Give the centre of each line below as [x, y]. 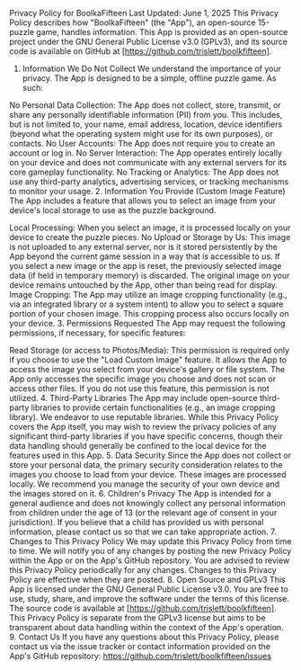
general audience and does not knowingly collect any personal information [147, 503]
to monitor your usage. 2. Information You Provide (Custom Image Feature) [147, 191]
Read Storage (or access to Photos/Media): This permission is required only [150, 350]
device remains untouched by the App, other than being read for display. [144, 285]
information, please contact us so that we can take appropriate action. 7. [143, 532]
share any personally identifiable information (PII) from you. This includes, [146, 115]
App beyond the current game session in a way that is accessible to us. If [145, 256]
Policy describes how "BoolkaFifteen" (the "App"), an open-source [133, 22]
